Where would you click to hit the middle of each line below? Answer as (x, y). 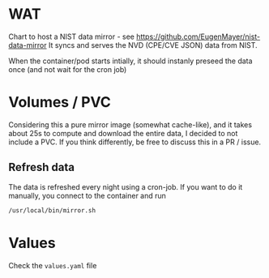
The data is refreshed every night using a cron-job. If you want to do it (126, 186)
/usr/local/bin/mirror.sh (52, 210)
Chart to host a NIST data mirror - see (72, 36)
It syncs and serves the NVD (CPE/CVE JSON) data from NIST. (153, 45)
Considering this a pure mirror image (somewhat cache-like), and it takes (130, 124)
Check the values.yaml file (53, 265)
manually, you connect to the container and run (87, 195)
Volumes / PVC (60, 103)
